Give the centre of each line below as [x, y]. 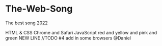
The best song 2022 [27, 23]
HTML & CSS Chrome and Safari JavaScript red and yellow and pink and [81, 32]
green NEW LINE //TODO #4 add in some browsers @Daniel [68, 38]
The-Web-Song [39, 9]
